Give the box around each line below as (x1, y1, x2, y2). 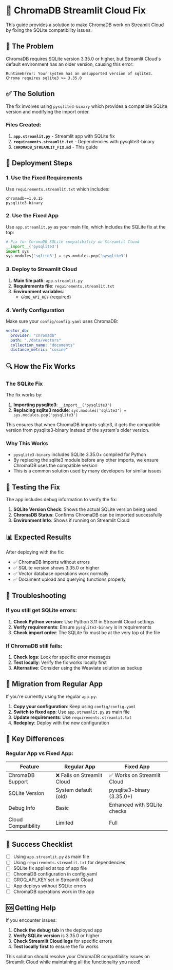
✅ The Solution (6, 89, 55, 98)
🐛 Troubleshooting (6, 592, 66, 600)
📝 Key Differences (6, 734, 65, 744)
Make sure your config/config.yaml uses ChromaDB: (6, 318, 119, 324)
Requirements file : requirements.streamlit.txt (13, 282, 114, 289)
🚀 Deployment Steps (6, 159, 72, 167)
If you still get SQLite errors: (6, 607, 78, 614)
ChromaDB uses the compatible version (13, 462, 98, 469)
